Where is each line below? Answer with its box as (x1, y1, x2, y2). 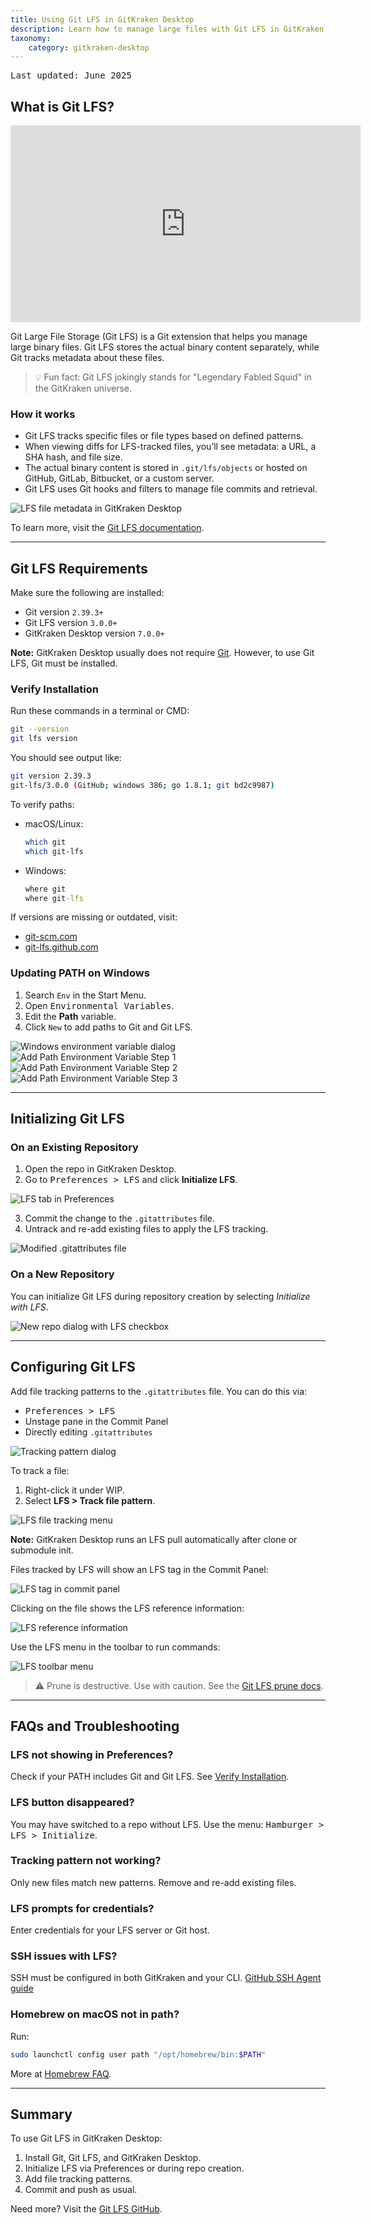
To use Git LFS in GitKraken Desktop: (10, 2132, 163, 2145)
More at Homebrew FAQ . (10, 2067, 112, 2080)
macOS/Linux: (24, 817, 84, 830)
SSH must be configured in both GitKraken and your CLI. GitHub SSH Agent (10, 1972, 322, 1984)
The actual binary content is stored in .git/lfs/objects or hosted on (24, 462, 308, 474)
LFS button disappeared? (10, 1796, 135, 1810)
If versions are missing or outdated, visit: (10, 911, 178, 923)
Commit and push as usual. (24, 2184, 138, 2196)
